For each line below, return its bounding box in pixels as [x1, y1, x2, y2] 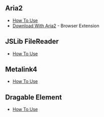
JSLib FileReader [5, 37, 59, 46]
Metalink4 [5, 65, 37, 74]
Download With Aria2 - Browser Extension [12, 23, 99, 29]
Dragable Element [5, 93, 62, 101]
